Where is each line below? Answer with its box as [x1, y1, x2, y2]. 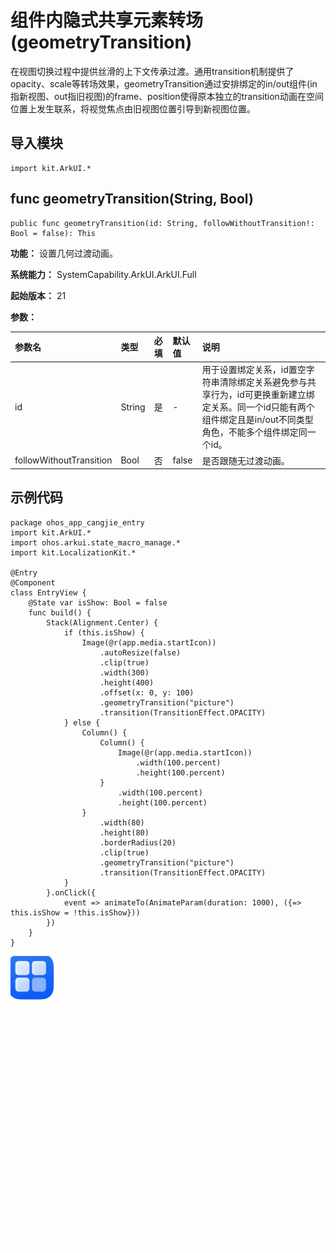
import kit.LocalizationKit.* [10, 547, 137, 558]
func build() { [28, 607, 92, 618]
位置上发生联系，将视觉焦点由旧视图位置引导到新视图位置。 [10, 102, 256, 115]
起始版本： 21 [10, 289, 67, 301]
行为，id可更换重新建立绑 [210, 389, 315, 401]
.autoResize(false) [99, 647, 182, 658]
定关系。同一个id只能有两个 [201, 401, 315, 413]
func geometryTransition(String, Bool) [10, 191, 254, 208]
